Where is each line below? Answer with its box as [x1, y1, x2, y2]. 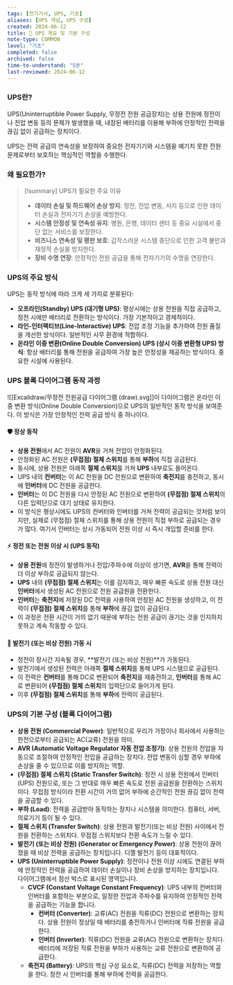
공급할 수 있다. [24, 796, 64, 804]
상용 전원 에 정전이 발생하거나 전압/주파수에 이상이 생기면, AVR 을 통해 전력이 [17, 561, 223, 569]
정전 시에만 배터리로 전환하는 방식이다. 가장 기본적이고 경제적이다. [17, 314, 196, 322]
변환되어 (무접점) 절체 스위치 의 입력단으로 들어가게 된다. [24, 682, 175, 690]
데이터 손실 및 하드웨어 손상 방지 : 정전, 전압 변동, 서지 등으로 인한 [34, 202, 209, 210]
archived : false [7, 56, 54, 63]
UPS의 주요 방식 [7, 272, 58, 282]
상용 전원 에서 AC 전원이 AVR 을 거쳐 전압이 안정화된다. [17, 446, 164, 455]
